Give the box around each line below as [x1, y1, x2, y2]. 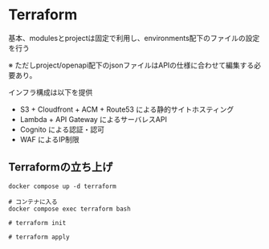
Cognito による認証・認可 [19, 124, 105, 134]
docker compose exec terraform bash [8, 205, 131, 213]
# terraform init [8, 218, 67, 227]
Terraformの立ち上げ [8, 161, 113, 174]
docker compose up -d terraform [8, 182, 116, 190]
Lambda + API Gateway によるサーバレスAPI [19, 114, 167, 124]
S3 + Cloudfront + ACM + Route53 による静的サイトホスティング [19, 104, 234, 114]
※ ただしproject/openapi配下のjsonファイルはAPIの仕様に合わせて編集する [8, 60, 255, 70]
